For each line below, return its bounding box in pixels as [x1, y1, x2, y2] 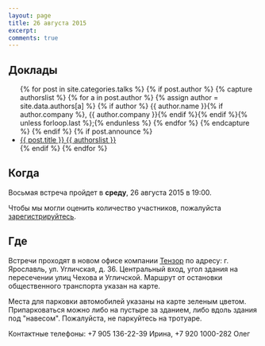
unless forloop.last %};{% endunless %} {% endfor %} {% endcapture [19, 119, 250, 128]
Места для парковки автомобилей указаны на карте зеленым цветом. [8, 296, 247, 306]
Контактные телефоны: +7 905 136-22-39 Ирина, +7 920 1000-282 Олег [8, 329, 251, 338]
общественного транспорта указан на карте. [8, 281, 161, 290]
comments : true [8, 33, 59, 42]
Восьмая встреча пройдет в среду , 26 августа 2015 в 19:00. [8, 188, 212, 197]
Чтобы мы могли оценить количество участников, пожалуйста [8, 203, 222, 212]
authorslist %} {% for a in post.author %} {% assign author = [19, 93, 219, 103]
